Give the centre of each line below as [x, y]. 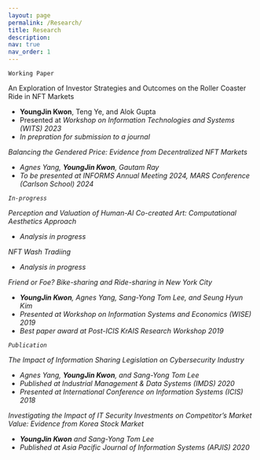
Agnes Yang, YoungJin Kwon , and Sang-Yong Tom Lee [109, 375]
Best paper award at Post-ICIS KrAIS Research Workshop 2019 [121, 331]
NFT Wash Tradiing [40, 252]
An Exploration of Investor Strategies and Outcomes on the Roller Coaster [127, 88]
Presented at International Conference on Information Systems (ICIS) [131, 392]
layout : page [29, 15]
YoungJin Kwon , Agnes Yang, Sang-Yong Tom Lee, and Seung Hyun [131, 297]
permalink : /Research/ [45, 23]
